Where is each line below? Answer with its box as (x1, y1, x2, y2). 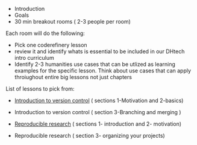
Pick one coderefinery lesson (14, 42, 88, 48)
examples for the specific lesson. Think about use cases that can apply (14, 67, 191, 74)
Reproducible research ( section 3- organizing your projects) (14, 132, 165, 139)
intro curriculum (14, 54, 55, 61)
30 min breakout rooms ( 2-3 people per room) (14, 18, 131, 25)
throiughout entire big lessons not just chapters (14, 74, 132, 80)
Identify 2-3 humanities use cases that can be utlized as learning (14, 60, 176, 68)
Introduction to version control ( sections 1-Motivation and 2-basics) (14, 97, 184, 104)
